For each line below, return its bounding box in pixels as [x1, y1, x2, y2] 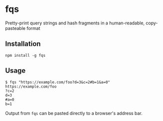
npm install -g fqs [5, 53, 46, 58]
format [26, 25, 40, 31]
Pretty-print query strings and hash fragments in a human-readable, [5, 20, 145, 26]
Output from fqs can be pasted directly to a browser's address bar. [5, 110, 143, 116]
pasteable [5, 25, 26, 31]
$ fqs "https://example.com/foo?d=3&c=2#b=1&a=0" [5, 80, 111, 85]
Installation [5, 40, 41, 48]
